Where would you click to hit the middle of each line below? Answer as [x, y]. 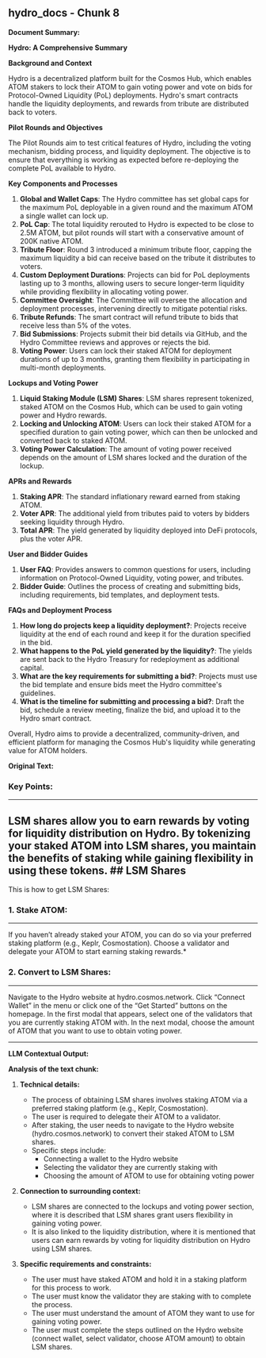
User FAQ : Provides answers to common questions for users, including [135, 569]
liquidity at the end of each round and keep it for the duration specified [135, 633]
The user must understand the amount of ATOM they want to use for [143, 1313]
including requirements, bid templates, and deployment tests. [120, 594]
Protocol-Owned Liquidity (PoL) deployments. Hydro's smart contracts [123, 95]
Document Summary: [44, 32]
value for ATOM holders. [48, 750]
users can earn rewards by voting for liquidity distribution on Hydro [141, 1240]
